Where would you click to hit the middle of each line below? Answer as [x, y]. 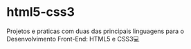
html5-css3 [41, 12]
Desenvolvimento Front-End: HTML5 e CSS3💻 [73, 39]
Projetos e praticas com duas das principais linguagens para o [95, 31]
